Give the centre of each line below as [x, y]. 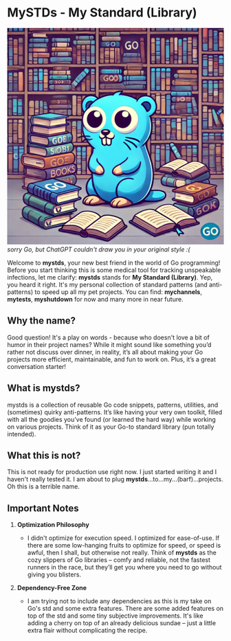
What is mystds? [44, 389]
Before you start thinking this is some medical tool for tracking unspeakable [114, 270]
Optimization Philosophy [53, 525]
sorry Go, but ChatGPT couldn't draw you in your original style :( [99, 249]
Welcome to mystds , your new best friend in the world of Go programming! [114, 262]
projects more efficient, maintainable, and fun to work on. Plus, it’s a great [112, 359]
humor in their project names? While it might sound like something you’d [109, 344]
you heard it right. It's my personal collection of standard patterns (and [107, 284]
